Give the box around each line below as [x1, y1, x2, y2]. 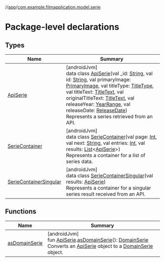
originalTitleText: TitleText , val [66, 95, 135, 101]
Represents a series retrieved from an [66, 113, 153, 120]
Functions [5, 207, 37, 216]
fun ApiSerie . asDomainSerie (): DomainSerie [47, 236, 149, 243]
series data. [66, 158, 93, 164]
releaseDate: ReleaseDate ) [66, 107, 128, 114]
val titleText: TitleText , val [66, 89, 124, 95]
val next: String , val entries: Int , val [66, 140, 145, 146]
